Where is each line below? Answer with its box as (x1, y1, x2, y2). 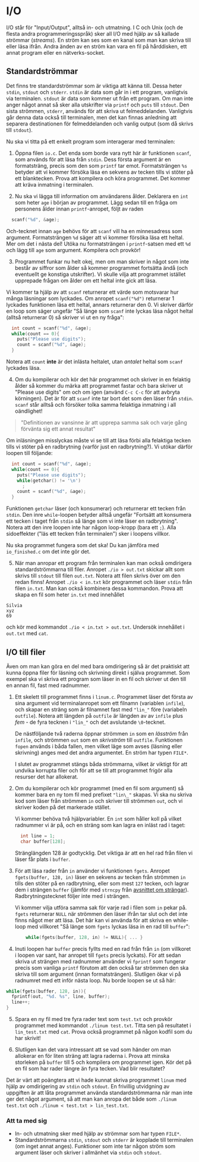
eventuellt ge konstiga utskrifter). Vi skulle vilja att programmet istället (14, 271, 186, 278)
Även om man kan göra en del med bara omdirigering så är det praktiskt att (6, 662, 190, 670)
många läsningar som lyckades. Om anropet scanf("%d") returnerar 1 (6, 294, 175, 302)
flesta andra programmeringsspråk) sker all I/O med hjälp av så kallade (6, 30, 179, 37)
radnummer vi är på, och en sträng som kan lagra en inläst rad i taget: (14, 821, 186, 828)
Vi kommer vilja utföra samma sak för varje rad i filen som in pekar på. (14, 904, 187, 911)
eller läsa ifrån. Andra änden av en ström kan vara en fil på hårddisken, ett (6, 43, 187, 50)
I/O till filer (6, 647, 46, 657)
